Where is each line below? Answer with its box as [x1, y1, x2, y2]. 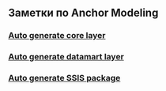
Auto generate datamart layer [8, 51, 124, 63]
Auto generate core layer [8, 30, 106, 41]
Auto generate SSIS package [8, 73, 121, 84]
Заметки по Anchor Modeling [8, 6, 159, 20]
